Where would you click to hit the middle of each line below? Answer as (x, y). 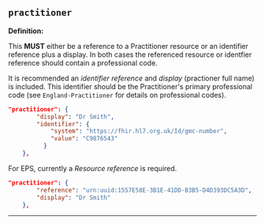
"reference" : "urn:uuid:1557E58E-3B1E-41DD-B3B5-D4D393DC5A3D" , (144, 190)
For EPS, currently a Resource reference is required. (93, 168)
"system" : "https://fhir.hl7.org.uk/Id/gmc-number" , (138, 131)
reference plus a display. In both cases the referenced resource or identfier (130, 54)
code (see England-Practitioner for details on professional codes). (117, 95)
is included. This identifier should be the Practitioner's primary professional (130, 86)
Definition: (26, 31)
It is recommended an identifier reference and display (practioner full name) (131, 78)
